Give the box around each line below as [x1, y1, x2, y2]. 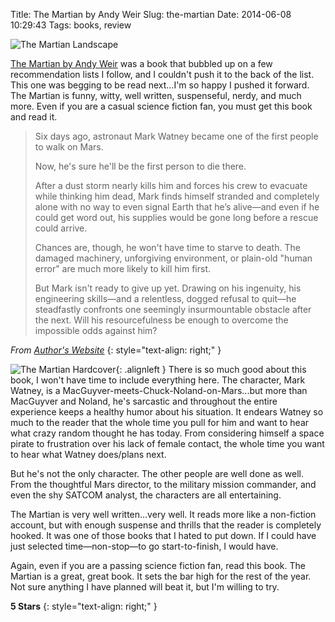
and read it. [10, 111, 58, 123]
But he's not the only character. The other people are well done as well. [10, 468, 305, 479]
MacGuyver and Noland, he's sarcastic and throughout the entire [10, 395, 278, 407]
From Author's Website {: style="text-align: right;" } [10, 344, 222, 356]
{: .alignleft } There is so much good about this [115, 364, 307, 375]
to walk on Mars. [34, 141, 104, 153]
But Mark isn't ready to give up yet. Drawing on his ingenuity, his [34, 282, 302, 294]
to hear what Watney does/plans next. [10, 449, 167, 460]
